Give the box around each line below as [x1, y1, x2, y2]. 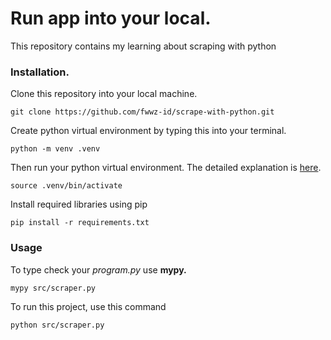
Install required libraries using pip [10, 198, 148, 211]
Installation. [10, 65, 70, 79]
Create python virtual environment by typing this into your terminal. [10, 125, 287, 137]
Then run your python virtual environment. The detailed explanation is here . [10, 162, 322, 174]
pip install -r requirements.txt [10, 218, 150, 228]
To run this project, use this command [10, 300, 167, 312]
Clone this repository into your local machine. [10, 88, 198, 100]
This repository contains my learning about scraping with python [10, 40, 277, 52]
